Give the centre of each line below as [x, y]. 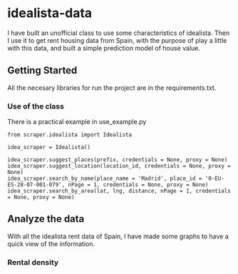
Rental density [33, 262]
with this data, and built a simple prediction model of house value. [104, 48]
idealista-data [50, 13]
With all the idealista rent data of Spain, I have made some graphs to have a [118, 236]
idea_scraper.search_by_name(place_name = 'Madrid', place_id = [105, 179]
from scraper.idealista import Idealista [70, 135]
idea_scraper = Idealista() [49, 148]
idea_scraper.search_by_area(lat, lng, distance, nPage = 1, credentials [119, 191]
